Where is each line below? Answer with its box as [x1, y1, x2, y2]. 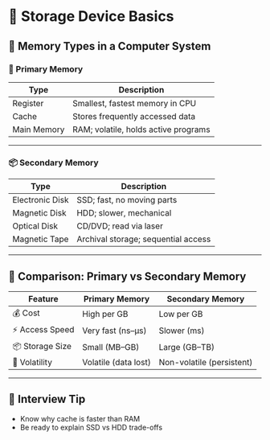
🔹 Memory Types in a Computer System [8, 39, 211, 53]
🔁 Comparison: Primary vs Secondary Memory [8, 269, 247, 283]
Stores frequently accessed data [72, 110, 195, 121]
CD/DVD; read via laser [76, 220, 163, 232]
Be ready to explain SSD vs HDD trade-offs [19, 422, 163, 432]
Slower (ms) [158, 325, 205, 336]
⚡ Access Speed [12, 323, 75, 335]
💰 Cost [12, 307, 40, 319]
